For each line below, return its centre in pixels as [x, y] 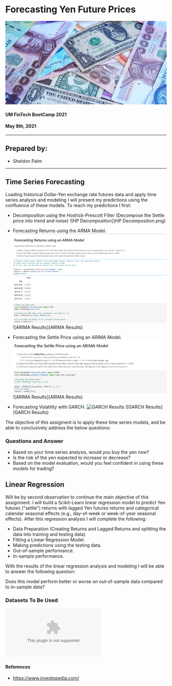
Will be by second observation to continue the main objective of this [77, 497]
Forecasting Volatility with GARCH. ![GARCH [79, 407]
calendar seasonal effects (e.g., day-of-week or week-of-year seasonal [81, 513]
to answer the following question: [40, 571]
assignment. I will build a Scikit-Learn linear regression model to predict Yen [85, 502]
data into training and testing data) [49, 534]
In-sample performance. [38, 556]
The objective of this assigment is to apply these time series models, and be [85, 422]
